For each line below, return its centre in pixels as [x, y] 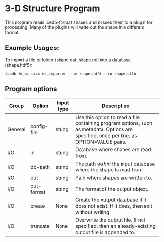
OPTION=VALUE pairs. [101, 142]
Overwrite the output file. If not [110, 220]
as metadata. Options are [104, 129]
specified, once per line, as [106, 135]
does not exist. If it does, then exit [114, 206]
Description [116, 106]
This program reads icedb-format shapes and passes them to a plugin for [79, 22]
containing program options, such [114, 123]
